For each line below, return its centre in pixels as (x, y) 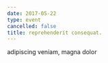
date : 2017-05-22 (32, 13)
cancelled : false (32, 26)
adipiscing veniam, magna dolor (52, 52)
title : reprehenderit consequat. (55, 33)
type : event (24, 20)
